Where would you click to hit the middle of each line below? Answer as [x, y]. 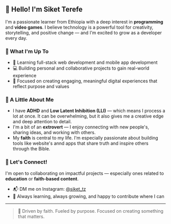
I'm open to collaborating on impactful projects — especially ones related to [85, 173]
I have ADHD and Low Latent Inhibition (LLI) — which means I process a [89, 111]
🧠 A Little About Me [30, 100]
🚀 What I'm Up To [27, 51]
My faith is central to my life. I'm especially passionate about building [85, 138]
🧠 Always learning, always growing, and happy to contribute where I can [88, 196]
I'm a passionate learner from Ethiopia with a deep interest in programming [84, 21]
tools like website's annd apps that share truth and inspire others [80, 143]
